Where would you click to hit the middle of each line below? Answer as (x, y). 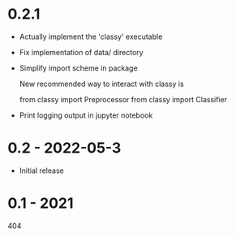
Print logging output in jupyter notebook (86, 115)
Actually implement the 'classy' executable (91, 37)
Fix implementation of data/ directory (81, 52)
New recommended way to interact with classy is (101, 84)
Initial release (41, 170)
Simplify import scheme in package (79, 68)
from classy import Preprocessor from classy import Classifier (123, 99)
